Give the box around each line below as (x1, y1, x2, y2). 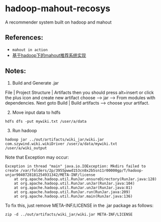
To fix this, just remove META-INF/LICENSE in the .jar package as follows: (5, 202, 154, 208)
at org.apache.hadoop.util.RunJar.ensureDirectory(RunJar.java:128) (14, 176, 157, 182)
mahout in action (12, 47, 48, 52)
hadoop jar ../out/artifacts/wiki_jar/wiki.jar (5, 137, 105, 142)
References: (5, 33, 43, 42)
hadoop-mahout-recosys (5, 3, 110, 14)
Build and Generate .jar (12, 80, 59, 86)
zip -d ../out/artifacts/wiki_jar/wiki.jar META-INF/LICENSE (5, 212, 133, 217)
